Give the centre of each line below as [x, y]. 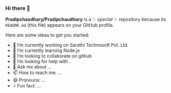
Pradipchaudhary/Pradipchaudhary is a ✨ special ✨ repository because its [86, 20]
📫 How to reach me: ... [37, 73]
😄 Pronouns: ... [29, 80]
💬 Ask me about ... [32, 67]
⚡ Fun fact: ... [27, 86]
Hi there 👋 [18, 8]
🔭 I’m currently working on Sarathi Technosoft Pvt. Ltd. [71, 45]
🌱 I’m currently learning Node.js [46, 50]
